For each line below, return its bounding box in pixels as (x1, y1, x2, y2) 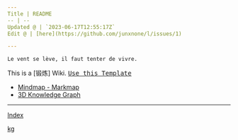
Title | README (7, 10, 52, 18)
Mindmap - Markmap (17, 83, 80, 92)
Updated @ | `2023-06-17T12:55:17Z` (7, 23, 115, 30)
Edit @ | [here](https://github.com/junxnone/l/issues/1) (7, 30, 182, 37)
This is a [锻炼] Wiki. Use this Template (7, 69, 132, 78)
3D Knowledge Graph (17, 91, 81, 99)
